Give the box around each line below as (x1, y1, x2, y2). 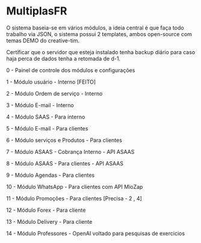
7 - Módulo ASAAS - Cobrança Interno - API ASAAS (6, 148, 135, 155)
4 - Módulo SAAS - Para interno (6, 113, 85, 120)
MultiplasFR (6, 4, 67, 18)
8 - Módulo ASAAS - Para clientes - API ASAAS (6, 159, 123, 167)
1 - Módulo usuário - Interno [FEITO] (6, 78, 96, 85)
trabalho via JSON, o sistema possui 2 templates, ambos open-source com (6, 30, 193, 37)
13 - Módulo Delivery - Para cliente (6, 218, 93, 225)
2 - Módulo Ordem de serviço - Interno (6, 90, 103, 97)
